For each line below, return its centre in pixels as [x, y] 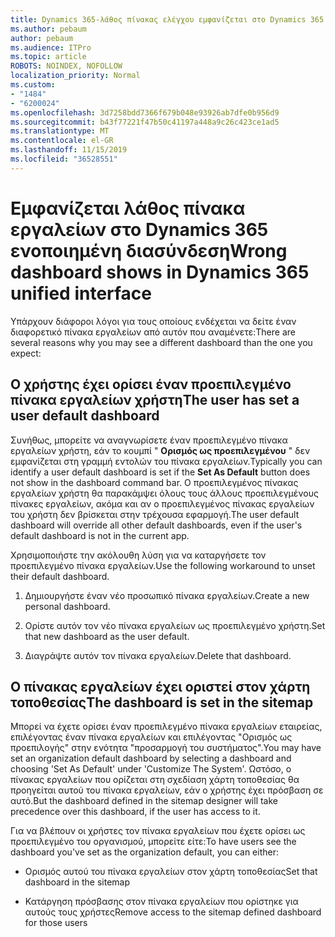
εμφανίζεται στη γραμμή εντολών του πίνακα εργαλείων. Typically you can [166, 461]
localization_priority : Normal [75, 76]
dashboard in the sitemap [77, 882]
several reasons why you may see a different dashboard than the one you [161, 342]
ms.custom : [33, 85]
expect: [26, 353]
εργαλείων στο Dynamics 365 [139, 229]
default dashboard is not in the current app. [100, 535]
